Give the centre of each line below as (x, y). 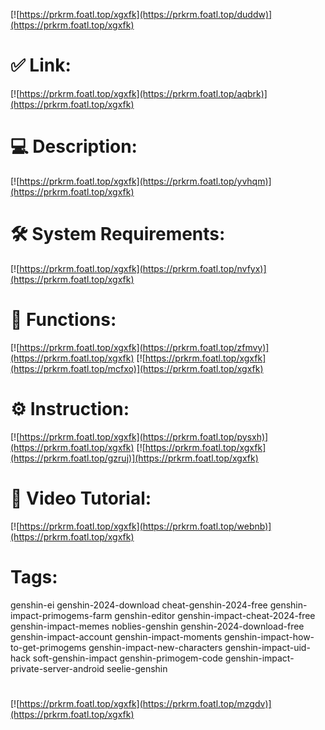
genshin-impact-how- (269, 636)
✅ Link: (41, 65)
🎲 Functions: (63, 320)
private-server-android (57, 668)
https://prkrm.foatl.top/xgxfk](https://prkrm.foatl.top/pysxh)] (144, 436)
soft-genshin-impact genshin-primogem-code (127, 658)
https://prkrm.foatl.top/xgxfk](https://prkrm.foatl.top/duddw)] (146, 14)
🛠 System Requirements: (118, 234)
